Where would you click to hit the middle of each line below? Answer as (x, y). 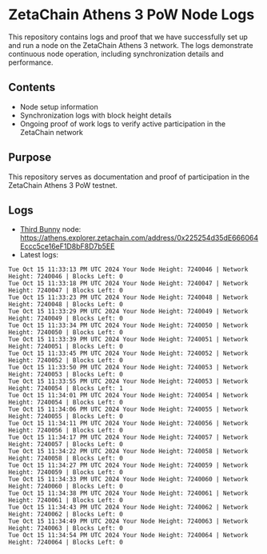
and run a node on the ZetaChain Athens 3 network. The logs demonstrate (131, 45)
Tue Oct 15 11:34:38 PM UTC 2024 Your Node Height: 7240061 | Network (128, 493)
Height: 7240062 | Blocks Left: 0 (66, 514)
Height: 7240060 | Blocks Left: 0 (66, 486)
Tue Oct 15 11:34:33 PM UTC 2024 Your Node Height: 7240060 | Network (128, 480)
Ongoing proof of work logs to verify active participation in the (123, 124)
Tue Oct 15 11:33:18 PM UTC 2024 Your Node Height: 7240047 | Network (128, 284)
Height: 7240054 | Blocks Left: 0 (66, 403)
